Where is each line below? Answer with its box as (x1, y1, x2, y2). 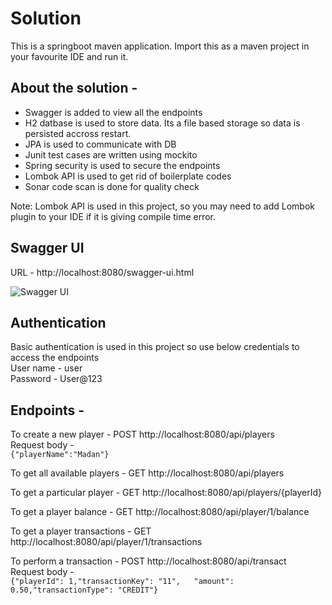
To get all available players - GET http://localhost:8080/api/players (10, 467, 285, 479)
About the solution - (10, 80, 138, 97)
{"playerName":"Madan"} (10, 450, 110, 460)
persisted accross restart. (24, 127, 132, 139)
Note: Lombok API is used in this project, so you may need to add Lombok (10, 200, 316, 212)
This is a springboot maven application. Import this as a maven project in (10, 40, 310, 52)
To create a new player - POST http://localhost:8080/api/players (10, 428, 275, 441)
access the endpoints (10, 352, 100, 364)
